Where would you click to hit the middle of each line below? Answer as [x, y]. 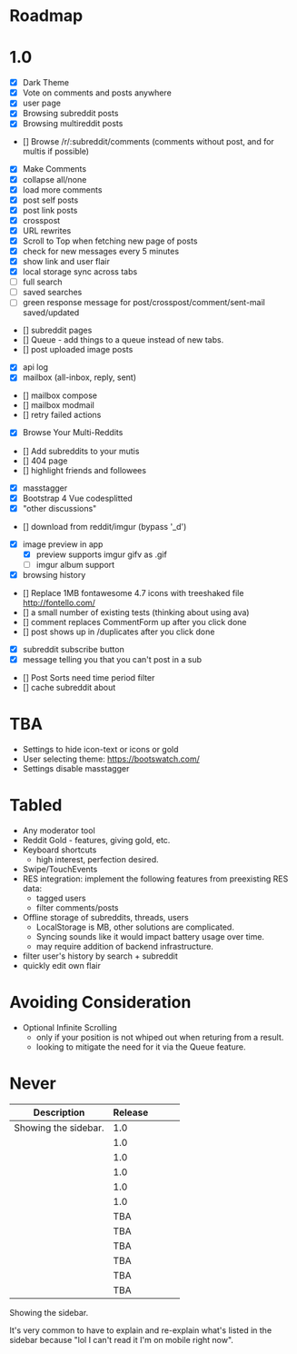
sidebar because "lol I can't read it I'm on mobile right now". [122, 1339]
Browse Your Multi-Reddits [73, 433]
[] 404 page [45, 461]
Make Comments [54, 169]
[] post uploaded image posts [78, 350]
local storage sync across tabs [80, 272]
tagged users [61, 898]
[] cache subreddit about [69, 688]
